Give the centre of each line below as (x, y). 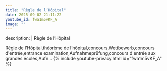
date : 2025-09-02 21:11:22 (33, 15)
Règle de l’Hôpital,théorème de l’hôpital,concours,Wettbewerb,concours (80, 48)
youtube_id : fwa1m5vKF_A (31, 19)
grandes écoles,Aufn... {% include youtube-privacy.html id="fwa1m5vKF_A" (84, 59)
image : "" (16, 24)
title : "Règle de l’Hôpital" (36, 10)
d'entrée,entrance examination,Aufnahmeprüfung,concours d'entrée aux (80, 53)
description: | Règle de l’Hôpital (38, 38)
